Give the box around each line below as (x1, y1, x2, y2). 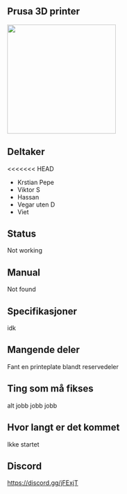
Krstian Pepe (17, 178, 54, 186)
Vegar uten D (17, 200, 56, 209)
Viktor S (17, 185, 40, 194)
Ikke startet (7, 440, 40, 449)
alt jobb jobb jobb (7, 401, 58, 410)
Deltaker (7, 146, 45, 158)
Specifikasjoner (7, 305, 78, 317)
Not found (7, 285, 36, 294)
